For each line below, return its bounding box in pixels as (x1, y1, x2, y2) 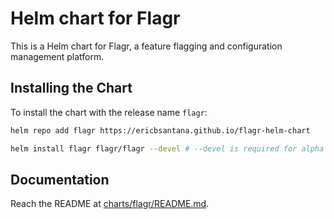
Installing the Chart (10, 80, 133, 97)
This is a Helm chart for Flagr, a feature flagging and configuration (10, 40, 283, 52)
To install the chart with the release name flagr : (10, 106, 208, 118)
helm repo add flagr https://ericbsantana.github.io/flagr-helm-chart (10, 125, 311, 136)
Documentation (10, 171, 110, 188)
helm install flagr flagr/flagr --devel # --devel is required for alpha (10, 143, 325, 154)
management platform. (10, 50, 105, 62)
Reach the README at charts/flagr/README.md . (10, 198, 210, 210)
